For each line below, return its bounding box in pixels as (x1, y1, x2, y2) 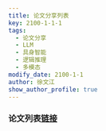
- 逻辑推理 (15, 56, 47, 64)
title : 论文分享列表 (8, 11, 69, 20)
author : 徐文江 (8, 78, 55, 86)
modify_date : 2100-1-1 (8, 71, 84, 79)
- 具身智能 (15, 48, 47, 56)
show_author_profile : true (8, 85, 98, 94)
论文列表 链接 (8, 113, 58, 124)
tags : (8, 26, 26, 34)
